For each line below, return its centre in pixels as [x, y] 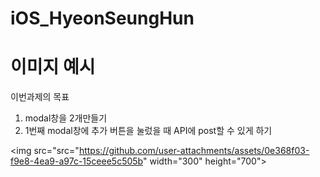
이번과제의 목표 [40, 97]
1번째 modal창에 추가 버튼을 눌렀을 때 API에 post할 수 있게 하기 [148, 131]
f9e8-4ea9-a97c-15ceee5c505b [76, 161]
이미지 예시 [53, 67]
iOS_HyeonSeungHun [102, 18]
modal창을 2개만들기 [66, 118]
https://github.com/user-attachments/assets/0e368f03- [194, 151]
